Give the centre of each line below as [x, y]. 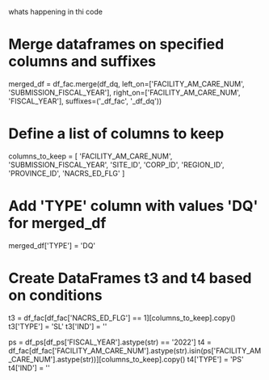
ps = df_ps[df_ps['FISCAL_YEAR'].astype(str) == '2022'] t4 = [110, 342]
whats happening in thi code [56, 12]
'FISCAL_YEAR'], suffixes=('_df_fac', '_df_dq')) [85, 101]
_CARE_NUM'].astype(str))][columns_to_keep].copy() [97, 359]
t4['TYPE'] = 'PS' [215, 359]
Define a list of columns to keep [116, 134]
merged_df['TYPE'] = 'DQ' [52, 245]
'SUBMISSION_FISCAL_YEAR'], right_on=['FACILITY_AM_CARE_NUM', [124, 92]
